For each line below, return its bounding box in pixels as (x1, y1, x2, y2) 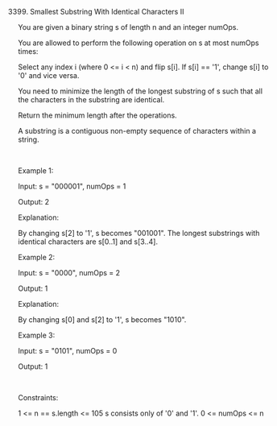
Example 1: (18, 166, 54, 176)
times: (18, 47, 39, 56)
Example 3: (18, 330, 56, 340)
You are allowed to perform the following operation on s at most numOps (18, 38, 259, 48)
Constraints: (18, 393, 59, 402)
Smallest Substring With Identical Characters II (29, 7, 184, 16)
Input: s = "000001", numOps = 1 (18, 181, 126, 191)
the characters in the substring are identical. (18, 95, 165, 104)
